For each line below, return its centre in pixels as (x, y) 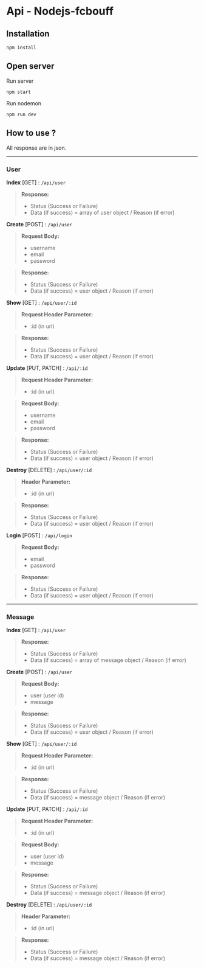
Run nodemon (24, 103)
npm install (21, 47)
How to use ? (31, 133)
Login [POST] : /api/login (39, 535)
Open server (30, 66)
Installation (28, 34)
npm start (19, 92)
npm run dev (21, 114)
